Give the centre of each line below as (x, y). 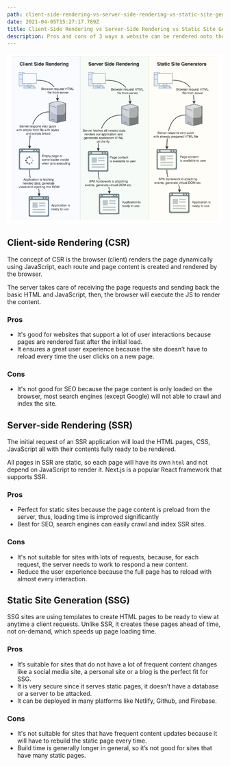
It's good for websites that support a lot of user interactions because (114, 334)
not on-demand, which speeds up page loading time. (82, 631)
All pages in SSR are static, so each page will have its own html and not (107, 463)
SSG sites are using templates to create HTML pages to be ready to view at (113, 617)
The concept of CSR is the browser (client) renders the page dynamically (110, 259)
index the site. (37, 404)
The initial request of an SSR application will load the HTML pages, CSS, (109, 442)
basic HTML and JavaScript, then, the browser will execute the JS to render (114, 294)
